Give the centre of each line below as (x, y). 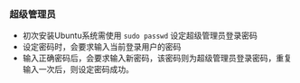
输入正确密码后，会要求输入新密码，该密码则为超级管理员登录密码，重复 (157, 58)
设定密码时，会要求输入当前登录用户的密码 (102, 47)
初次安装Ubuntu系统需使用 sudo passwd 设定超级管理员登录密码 (140, 36)
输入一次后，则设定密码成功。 (78, 69)
